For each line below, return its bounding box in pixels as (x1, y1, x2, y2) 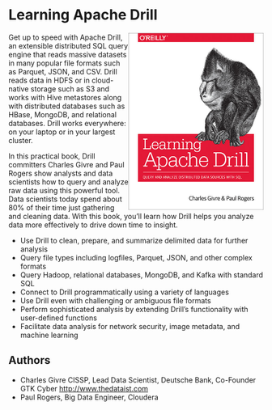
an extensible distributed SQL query (8, 40, 129, 50)
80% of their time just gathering (8, 202, 115, 212)
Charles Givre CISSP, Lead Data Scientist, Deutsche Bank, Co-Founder (19, 374, 257, 385)
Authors (8, 353, 51, 367)
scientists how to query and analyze (8, 176, 129, 187)
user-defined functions (19, 313, 97, 323)
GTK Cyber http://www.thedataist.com (19, 383, 148, 393)
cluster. (8, 135, 34, 145)
